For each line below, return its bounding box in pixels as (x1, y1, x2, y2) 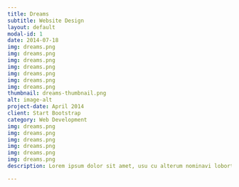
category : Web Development (7, 116, 87, 123)
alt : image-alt (7, 97, 53, 104)
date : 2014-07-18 (7, 37, 59, 44)
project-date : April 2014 (7, 103, 84, 110)
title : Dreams (7, 10, 50, 18)
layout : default (7, 23, 55, 31)
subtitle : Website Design (7, 17, 84, 24)
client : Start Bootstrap (7, 109, 81, 117)
